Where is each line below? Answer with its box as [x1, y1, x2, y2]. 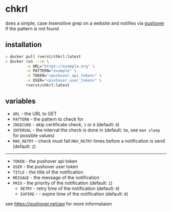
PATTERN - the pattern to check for [12, 116, 83, 122]
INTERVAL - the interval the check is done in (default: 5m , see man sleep [12, 127, 160, 133]
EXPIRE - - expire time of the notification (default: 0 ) [20, 190, 128, 197]
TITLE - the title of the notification [12, 169, 83, 175]
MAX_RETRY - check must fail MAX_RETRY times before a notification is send [12, 138, 165, 144]
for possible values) [12, 132, 55, 139]
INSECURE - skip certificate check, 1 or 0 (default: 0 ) [12, 121, 120, 127]
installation [5, 41, 42, 49]
